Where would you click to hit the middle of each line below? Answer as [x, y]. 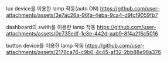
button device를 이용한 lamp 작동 [45, 46]
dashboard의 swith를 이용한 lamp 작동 [51, 27]
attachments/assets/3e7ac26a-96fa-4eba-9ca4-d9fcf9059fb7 [82, 15]
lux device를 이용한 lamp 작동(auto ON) [52, 8]
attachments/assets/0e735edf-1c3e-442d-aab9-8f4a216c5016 [82, 33]
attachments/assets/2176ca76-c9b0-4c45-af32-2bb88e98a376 [83, 52]
